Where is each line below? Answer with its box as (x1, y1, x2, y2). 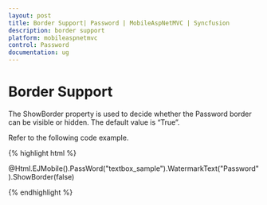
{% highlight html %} (8, 148, 77, 157)
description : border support (8, 26, 105, 34)
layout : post (8, 11, 52, 20)
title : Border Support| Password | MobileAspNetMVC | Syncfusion (8, 19, 230, 27)
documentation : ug (8, 48, 69, 56)
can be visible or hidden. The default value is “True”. (8, 117, 180, 127)
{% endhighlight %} (8, 188, 73, 197)
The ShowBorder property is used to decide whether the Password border (8, 109, 253, 118)
